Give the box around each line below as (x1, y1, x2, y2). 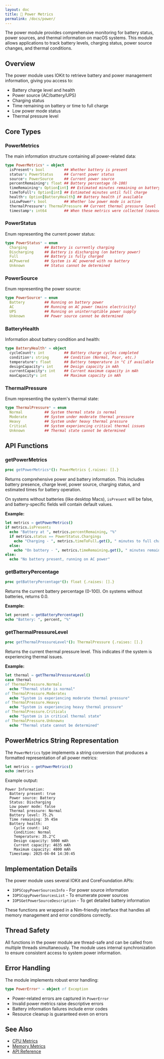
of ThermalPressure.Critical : (5, 709, 67, 714)
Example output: (5, 777, 38, 784)
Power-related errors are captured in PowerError (12, 995, 109, 1001)
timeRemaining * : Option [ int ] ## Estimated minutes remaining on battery (9, 186, 161, 191)
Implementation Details (5, 865, 78, 873)
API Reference (12, 1049, 41, 1055)
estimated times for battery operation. (5, 487, 82, 493)
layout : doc (5, 7, 29, 12)
